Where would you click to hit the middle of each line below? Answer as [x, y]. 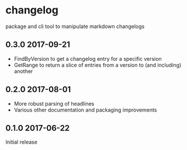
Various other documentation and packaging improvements [85, 110]
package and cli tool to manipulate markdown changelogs [75, 26]
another [23, 71]
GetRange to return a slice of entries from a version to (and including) [98, 65]
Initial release [21, 142]
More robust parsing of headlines [54, 103]
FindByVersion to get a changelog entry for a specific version [88, 58]
